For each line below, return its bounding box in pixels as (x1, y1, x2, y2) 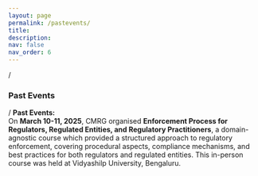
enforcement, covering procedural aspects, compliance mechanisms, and (8, 142, 250, 151)
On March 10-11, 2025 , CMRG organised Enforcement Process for (8, 117, 229, 126)
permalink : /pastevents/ (8, 19, 91, 27)
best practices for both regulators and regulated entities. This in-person (8, 150, 244, 159)
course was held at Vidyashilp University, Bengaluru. (8, 159, 182, 168)
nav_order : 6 (8, 48, 52, 56)
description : (8, 33, 52, 42)
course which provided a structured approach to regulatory (38, 133, 233, 143)
